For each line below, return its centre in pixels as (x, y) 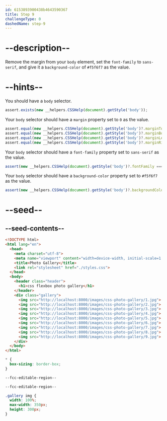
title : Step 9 (20, 14)
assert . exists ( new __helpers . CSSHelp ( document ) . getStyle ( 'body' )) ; (77, 110)
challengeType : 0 (23, 19)
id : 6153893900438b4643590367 (37, 10)
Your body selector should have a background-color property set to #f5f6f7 (82, 176)
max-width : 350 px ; (29, 405)
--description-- (38, 48)
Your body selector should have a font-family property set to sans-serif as (82, 152)
